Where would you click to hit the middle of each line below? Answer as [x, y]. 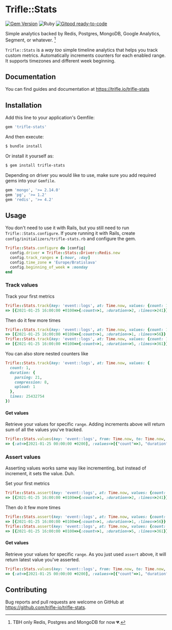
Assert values [23, 457]
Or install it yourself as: [29, 156]
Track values [22, 285]
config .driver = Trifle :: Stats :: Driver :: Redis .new [65, 253]
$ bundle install [24, 146]
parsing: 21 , [28, 377]
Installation [24, 105]
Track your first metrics [30, 296]
